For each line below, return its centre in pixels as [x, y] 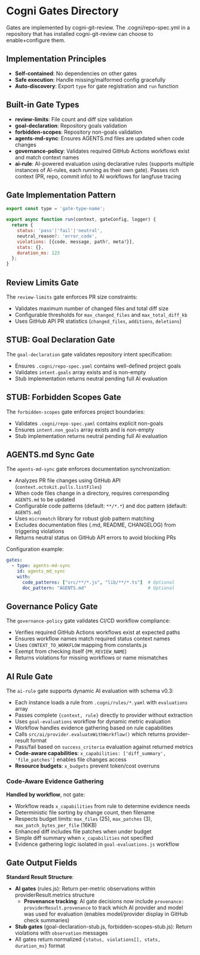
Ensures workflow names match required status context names [92, 639]
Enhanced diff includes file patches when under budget [83, 831]
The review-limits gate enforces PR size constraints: [72, 297]
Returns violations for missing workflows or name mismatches [91, 658]
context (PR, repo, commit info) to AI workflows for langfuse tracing [98, 176]
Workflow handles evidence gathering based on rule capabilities [94, 728]
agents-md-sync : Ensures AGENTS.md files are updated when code [99, 138]
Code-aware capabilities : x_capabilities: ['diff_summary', [90, 753]
